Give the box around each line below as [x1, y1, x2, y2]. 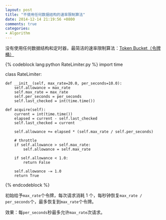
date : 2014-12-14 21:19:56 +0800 [5, 17, 75, 22]
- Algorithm [5, 31, 30, 36]
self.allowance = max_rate [14, 85, 71, 90]
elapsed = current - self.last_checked [14, 116, 98, 121]
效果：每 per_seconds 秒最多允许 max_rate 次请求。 [5, 209, 105, 215]
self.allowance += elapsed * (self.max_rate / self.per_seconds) [14, 129, 154, 134]
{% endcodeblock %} [5, 182, 50, 188]
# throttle [14, 138, 37, 143]
